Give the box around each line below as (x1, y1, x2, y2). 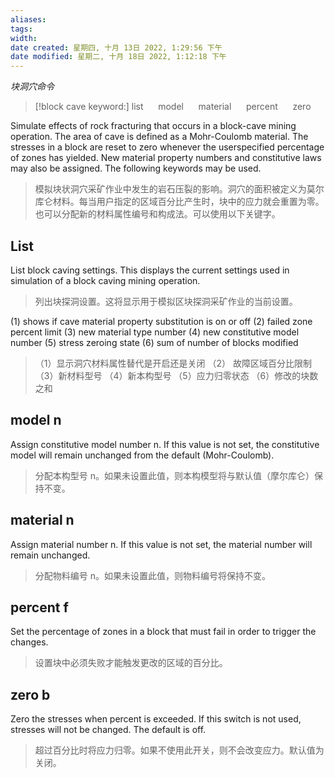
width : (10, 33, 38, 43)
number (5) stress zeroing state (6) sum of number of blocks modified (10, 336, 299, 348)
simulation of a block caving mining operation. (10, 274, 201, 286)
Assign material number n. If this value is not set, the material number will (10, 538, 313, 550)
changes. (10, 636, 49, 648)
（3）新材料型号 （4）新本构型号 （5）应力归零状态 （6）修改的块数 (34, 369, 319, 381)
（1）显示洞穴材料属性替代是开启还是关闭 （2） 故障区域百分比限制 (34, 357, 312, 369)
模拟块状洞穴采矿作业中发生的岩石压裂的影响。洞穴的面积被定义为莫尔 (34, 183, 325, 195)
